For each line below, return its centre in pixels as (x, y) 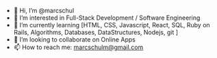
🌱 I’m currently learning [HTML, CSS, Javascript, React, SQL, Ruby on (112, 25)
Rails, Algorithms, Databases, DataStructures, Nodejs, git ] (96, 32)
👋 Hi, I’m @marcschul (44, 11)
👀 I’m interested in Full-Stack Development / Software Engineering (107, 18)
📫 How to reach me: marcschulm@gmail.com (78, 47)
